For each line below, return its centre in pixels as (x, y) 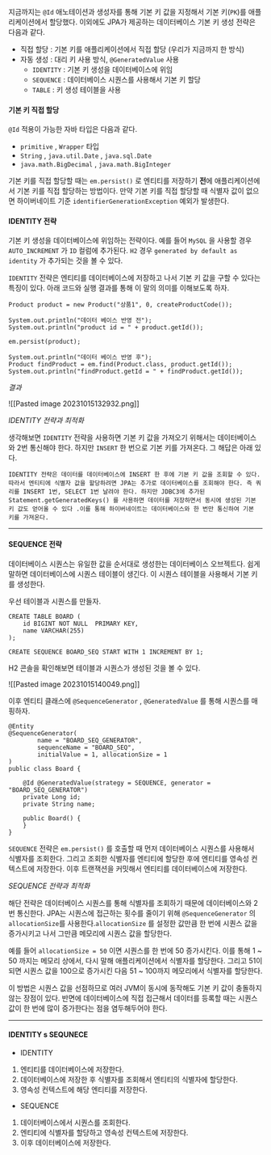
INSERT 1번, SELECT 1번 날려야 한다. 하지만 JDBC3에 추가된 (114, 492)
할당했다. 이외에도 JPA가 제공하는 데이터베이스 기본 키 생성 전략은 (153, 22)
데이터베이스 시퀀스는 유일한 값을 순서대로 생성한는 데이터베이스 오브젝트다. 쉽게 (134, 564)
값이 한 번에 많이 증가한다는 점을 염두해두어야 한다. (88, 1008)
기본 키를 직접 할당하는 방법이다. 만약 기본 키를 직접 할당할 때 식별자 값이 (130, 191)
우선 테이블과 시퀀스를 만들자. (55, 601)
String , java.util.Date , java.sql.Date (85, 155)
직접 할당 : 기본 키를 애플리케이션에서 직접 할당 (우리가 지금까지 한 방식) (132, 49)
